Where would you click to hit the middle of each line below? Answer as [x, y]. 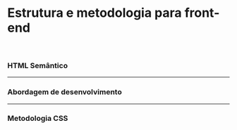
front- [202, 13]
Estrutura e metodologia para [95, 13]
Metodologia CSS [38, 119]
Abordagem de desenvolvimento [65, 92]
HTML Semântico [38, 65]
